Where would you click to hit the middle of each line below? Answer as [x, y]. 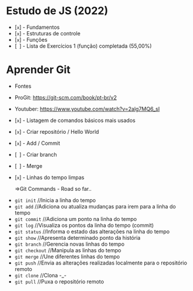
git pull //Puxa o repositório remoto [59, 282]
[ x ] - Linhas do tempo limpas [49, 177]
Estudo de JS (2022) [57, 11]
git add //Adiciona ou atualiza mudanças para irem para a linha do [95, 206]
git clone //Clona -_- [40, 275]
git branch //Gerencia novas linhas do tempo [69, 244]
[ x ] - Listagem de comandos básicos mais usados [75, 120]
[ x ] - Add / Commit [37, 143]
